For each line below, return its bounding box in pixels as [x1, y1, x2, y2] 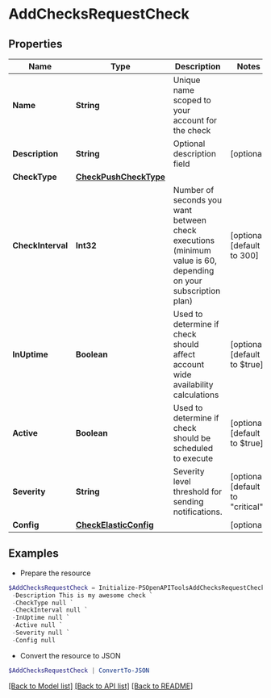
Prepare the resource [19, 568, 91, 578]
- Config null [11, 636, 56, 644]
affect [173, 349, 196, 360]
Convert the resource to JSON [19, 650, 121, 660]
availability [173, 379, 214, 390]
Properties [8, 37, 63, 51]
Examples [8, 546, 59, 561]
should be [173, 433, 211, 444]
